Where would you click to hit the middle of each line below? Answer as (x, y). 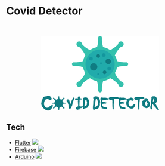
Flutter (23, 142)
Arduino (24, 156)
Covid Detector (44, 11)
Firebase (26, 149)
